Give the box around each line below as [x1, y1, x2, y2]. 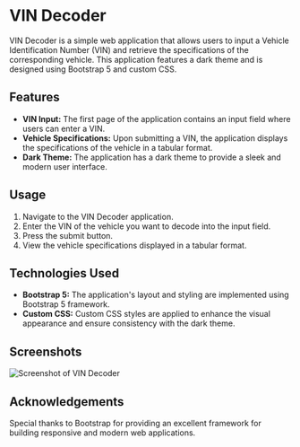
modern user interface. [21, 161, 107, 171]
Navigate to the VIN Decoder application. [21, 211, 174, 222]
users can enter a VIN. [21, 123, 106, 134]
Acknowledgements [9, 394, 124, 409]
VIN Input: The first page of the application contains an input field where [21, 113, 291, 124]
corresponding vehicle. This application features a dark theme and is [9, 54, 263, 65]
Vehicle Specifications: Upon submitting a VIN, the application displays [21, 132, 288, 144]
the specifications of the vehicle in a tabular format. [21, 142, 213, 153]
